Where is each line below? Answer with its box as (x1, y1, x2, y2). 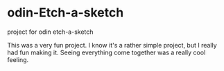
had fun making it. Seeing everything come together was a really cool (7, 48, 206, 57)
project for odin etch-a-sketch (7, 28, 94, 36)
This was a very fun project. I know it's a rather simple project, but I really (7, 41, 217, 49)
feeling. (7, 55, 29, 63)
